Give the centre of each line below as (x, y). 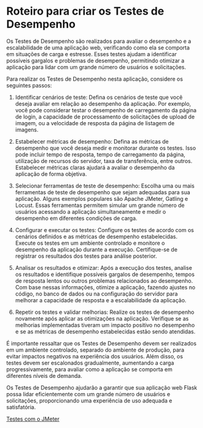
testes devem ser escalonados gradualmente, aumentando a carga (90, 363)
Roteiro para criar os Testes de (85, 11)
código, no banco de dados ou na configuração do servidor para (96, 294)
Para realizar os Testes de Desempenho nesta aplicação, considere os (95, 79)
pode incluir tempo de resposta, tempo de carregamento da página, (100, 154)
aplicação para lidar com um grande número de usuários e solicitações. (96, 67)
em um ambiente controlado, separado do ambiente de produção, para (95, 350)
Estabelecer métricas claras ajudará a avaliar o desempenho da (95, 167)
